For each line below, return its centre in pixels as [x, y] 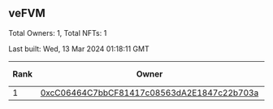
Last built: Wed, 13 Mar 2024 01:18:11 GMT [79, 49]
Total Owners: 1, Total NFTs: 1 [58, 33]
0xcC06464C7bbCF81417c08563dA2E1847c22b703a [149, 93]
